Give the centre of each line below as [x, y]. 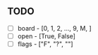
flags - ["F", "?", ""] [45, 44]
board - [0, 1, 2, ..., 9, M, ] [54, 28]
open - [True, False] [47, 36]
